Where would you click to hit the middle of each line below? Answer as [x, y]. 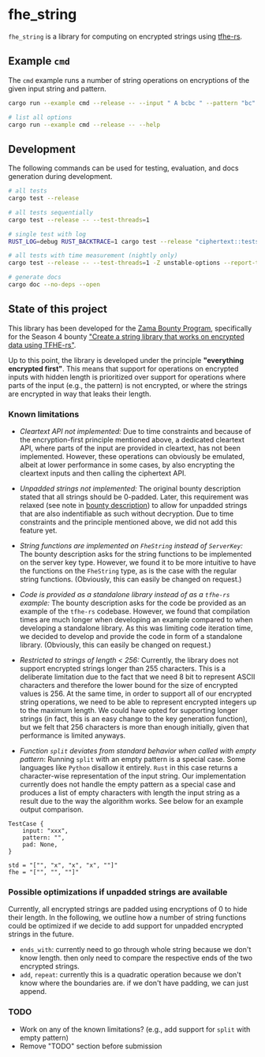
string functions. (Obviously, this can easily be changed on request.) [131, 579]
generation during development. [60, 177]
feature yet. [38, 531]
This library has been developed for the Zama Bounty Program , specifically [130, 328]
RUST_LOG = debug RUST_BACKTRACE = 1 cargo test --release [100, 241]
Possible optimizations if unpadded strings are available [118, 891]
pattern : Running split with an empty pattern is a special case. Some [132, 760]
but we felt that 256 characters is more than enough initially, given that [134, 727]
